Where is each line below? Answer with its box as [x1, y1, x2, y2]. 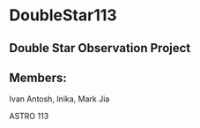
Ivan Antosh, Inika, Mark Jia [9, 94, 110, 104]
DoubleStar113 [9, 5, 117, 26]
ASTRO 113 [9, 111, 49, 122]
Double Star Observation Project [9, 41, 191, 56]
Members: [9, 70, 68, 85]
